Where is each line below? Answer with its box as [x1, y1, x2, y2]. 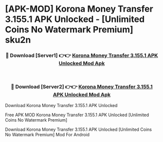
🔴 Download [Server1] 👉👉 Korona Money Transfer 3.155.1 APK [5, 52, 158, 59]
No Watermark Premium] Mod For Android [5, 131, 90, 137]
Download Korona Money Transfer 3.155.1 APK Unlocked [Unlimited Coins [5, 126, 152, 132]
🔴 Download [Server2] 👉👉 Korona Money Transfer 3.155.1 [11, 84, 153, 90]
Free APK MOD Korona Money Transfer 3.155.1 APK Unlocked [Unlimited [5, 112, 149, 118]
